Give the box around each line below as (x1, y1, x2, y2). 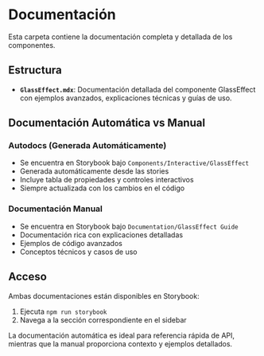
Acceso (8, 270, 48, 284)
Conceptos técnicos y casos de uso (19, 247, 138, 256)
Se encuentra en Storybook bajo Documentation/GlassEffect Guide (19, 221, 239, 231)
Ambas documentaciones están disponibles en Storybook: (8, 291, 200, 300)
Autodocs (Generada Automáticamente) (8, 140, 167, 151)
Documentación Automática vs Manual (8, 116, 205, 130)
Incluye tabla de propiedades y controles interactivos (19, 175, 194, 185)
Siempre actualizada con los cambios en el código (19, 183, 185, 193)
